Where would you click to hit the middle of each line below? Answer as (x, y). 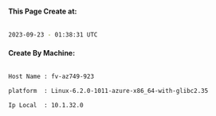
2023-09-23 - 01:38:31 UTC (53, 35)
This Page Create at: (43, 11)
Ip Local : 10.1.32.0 (46, 106)
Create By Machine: (42, 52)
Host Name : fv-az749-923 (51, 77)
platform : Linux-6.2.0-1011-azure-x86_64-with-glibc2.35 (108, 91)
